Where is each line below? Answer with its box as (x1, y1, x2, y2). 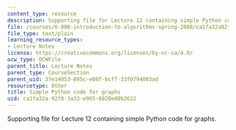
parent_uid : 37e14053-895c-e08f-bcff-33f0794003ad (7, 75, 159, 83)
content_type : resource (7, 10, 77, 18)
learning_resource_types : (7, 37, 83, 44)
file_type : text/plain (7, 30, 74, 37)
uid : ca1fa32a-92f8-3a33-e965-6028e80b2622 (7, 96, 137, 103)
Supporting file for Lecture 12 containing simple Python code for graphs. (7, 115, 216, 123)
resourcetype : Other (7, 82, 68, 89)
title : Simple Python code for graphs (7, 89, 121, 96)
